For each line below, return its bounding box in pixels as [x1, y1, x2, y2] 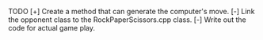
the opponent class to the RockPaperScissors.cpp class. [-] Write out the [8, 15, 247, 24]
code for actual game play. [8, 24, 96, 32]
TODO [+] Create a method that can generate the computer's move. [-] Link [8, 7, 255, 16]
